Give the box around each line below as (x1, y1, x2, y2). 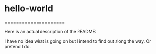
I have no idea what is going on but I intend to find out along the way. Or (4, 38, 151, 44)
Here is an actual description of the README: (4, 28, 97, 34)
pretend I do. (4, 43, 31, 49)
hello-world (4, 3, 54, 14)
